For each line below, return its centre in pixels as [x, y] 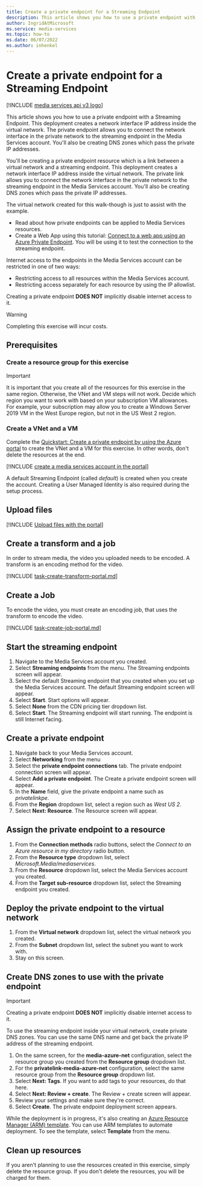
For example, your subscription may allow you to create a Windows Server [99, 406]
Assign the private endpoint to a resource [86, 830]
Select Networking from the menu [58, 759]
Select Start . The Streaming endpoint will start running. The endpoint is [104, 713]
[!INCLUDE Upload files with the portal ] [55, 524]
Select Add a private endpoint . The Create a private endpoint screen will [106, 778]
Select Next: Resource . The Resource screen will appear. [86, 810]
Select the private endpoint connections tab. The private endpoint [98, 766]
